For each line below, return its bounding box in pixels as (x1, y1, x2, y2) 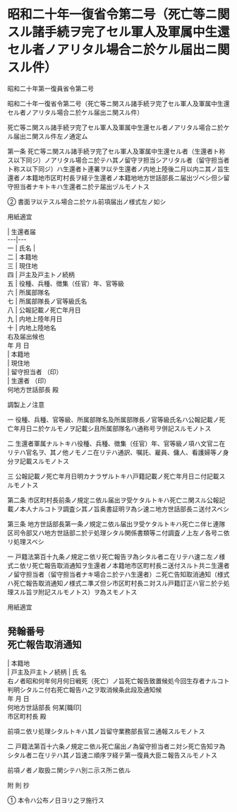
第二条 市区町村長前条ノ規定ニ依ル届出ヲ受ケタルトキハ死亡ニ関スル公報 (7, 496, 219, 504)
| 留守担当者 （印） (7, 367, 63, 376)
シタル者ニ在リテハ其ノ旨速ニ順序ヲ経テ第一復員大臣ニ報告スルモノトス (7, 750, 217, 759)
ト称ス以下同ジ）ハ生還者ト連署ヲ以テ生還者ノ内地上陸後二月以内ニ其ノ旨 (7, 164, 224, 173)
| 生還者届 (7, 227, 37, 236)
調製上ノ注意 (7, 400, 44, 409)
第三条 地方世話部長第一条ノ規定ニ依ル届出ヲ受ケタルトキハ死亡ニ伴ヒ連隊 (7, 519, 226, 528)
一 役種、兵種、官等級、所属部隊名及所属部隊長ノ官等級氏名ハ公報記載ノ (7, 415, 219, 424)
